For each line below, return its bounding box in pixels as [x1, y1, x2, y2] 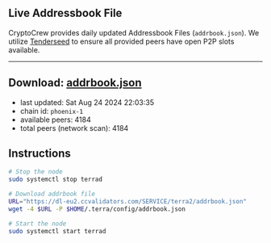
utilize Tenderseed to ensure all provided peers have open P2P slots [8, 36, 235, 46]
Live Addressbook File [8, 6, 123, 20]
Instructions [8, 147, 71, 161]
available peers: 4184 [19, 115, 91, 124]
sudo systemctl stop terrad [8, 175, 103, 184]
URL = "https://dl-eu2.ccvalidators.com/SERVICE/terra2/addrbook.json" [8, 198, 248, 206]
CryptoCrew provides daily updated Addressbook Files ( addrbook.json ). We [8, 27, 260, 37]
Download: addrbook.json [8, 76, 143, 90]
